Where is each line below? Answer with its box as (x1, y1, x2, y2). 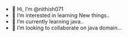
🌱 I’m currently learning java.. (11, 18, 84, 25)
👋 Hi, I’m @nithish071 (11, 6, 64, 12)
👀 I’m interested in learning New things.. (11, 12, 110, 19)
